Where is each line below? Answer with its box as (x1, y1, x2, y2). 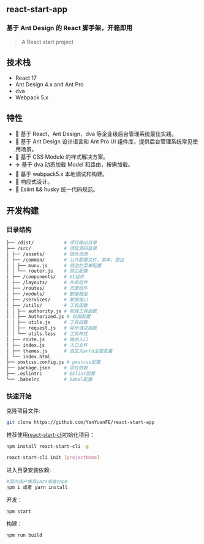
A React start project (21, 38, 74, 45)
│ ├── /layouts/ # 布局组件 (6, 279, 88, 286)
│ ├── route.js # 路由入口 (6, 336, 88, 342)
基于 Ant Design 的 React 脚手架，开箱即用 (6, 24, 133, 32)
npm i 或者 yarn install (6, 484, 68, 490)
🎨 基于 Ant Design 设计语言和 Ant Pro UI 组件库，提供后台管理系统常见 (15, 138, 193, 145)
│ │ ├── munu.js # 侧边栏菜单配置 (6, 262, 102, 268)
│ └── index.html (6, 353, 51, 360)
